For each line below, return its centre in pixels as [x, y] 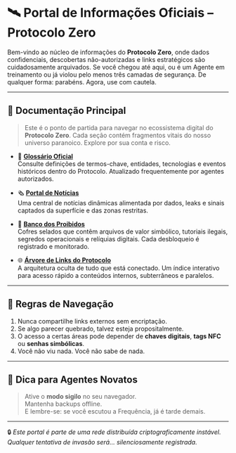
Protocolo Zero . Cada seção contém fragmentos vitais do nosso [118, 135]
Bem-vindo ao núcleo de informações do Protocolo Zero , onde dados [108, 52]
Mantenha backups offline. [63, 404]
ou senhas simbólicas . [51, 343]
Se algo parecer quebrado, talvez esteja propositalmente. [100, 328]
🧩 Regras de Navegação [60, 304]
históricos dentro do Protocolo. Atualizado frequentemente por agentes [121, 171]
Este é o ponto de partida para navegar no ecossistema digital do [119, 127]
